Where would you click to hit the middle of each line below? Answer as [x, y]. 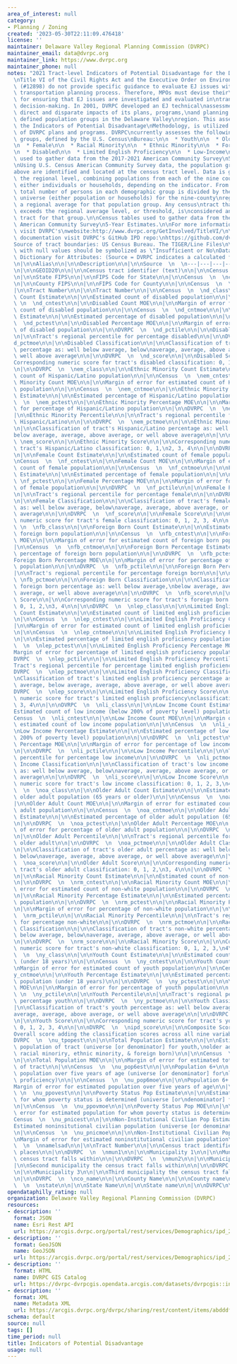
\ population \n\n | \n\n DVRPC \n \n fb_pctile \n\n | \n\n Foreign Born [115, 567]
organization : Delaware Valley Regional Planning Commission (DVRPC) [112, 1198]
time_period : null [34, 1336]
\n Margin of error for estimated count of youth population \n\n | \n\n [118, 968]
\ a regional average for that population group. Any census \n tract [116, 205]
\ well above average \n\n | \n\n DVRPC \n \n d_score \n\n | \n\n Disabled [118, 356]
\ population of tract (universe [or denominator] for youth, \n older [118, 1047]
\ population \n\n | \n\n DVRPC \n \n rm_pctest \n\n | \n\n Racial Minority [120, 902]
